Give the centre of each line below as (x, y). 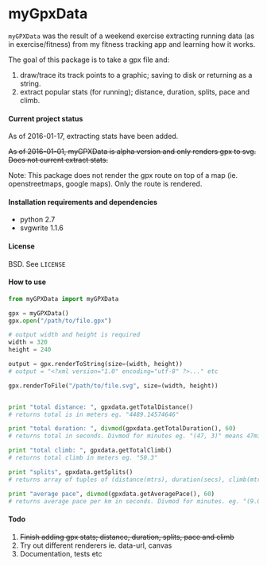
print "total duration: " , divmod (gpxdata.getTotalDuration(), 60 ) (122, 429)
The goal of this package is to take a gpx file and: (89, 60)
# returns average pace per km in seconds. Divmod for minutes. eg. (124, 501)
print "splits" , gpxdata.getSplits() (71, 472)
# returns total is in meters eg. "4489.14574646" (94, 414)
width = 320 (28, 342)
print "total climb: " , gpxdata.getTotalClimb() (90, 450)
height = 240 (30, 350)
